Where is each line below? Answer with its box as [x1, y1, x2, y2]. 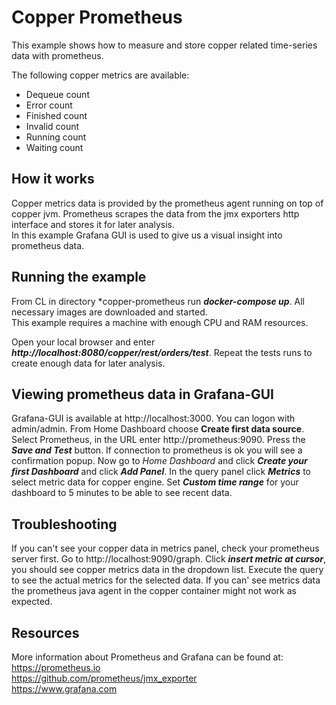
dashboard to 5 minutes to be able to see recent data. [11, 487, 233, 499]
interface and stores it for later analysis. [11, 218, 175, 230]
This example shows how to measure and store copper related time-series [11, 39, 318, 51]
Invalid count [25, 120, 80, 132]
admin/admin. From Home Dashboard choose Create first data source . [11, 423, 305, 435]
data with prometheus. [11, 49, 104, 61]
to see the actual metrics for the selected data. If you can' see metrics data [11, 574, 321, 586]
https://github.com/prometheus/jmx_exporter [11, 672, 198, 684]
